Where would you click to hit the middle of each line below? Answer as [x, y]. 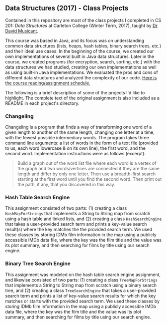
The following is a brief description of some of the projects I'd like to [75, 92]
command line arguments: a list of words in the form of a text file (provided [82, 143]
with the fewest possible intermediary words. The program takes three [77, 138]
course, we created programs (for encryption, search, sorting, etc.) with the [83, 61]
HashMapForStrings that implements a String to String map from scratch [78, 214]
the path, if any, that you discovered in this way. [66, 185]
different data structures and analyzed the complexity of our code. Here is [81, 77]
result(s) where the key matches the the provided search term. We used [79, 230]
